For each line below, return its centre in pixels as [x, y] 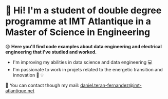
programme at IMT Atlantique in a [78, 21]
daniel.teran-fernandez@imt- [111, 85]
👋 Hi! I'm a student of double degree [83, 11]
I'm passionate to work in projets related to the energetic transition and [88, 69]
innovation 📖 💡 [28, 75]
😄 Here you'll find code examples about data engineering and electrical [83, 46]
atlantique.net [20, 91]
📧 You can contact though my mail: [42, 85]
